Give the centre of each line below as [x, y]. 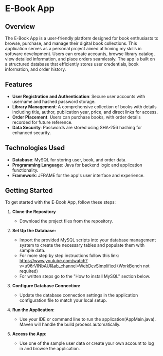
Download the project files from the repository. [66, 221]
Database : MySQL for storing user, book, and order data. [69, 159]
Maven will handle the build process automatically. [70, 324]
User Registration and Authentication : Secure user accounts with [78, 96]
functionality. [25, 170]
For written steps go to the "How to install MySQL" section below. [85, 277]
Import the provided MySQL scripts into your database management [88, 240]
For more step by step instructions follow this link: [69, 256]
